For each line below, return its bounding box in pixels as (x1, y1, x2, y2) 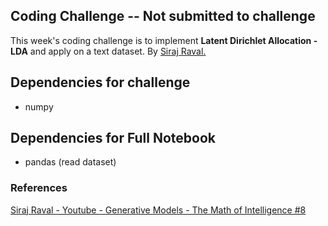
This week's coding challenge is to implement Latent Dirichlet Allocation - (10, 34, 318, 46)
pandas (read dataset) (24, 156, 117, 168)
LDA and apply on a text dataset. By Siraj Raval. (10, 45, 207, 57)
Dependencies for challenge (10, 74, 191, 91)
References (10, 181, 68, 195)
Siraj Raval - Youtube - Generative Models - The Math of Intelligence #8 (10, 204, 307, 216)
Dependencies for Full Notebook (10, 130, 217, 147)
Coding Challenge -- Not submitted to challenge (10, 8, 316, 25)
